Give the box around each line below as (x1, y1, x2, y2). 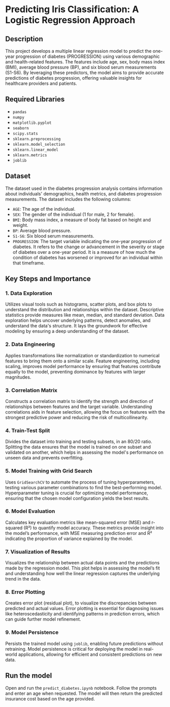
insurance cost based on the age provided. (5, 695, 95, 701)
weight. (12, 222, 29, 228)
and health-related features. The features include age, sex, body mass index (5, 59, 165, 64)
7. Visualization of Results (5, 548, 70, 555)
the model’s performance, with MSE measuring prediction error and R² (5, 530, 152, 536)
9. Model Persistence (5, 629, 59, 636)
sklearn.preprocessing (12, 136, 61, 142)
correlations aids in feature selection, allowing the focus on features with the (5, 409, 165, 415)
